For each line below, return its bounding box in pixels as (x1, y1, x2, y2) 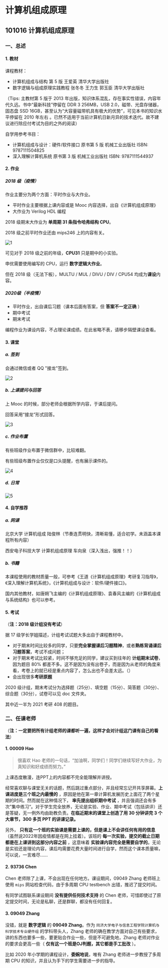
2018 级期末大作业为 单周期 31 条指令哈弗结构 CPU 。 (5, 219, 114, 225)
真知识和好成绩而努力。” (17, 763, 66, 769)
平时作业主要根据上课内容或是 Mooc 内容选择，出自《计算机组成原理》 (12, 202, 158, 208)
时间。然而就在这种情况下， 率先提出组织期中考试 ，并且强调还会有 (13, 797, 152, 803)
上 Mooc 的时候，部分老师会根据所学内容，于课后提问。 (5, 401, 120, 407)
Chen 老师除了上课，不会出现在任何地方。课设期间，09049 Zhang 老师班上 (5, 875, 161, 881)
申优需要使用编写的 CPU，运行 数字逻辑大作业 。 (5, 261, 105, 267)
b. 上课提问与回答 (5, 387, 41, 393)
